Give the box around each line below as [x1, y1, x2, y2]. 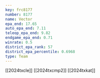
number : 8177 [5, 12, 33, 17]
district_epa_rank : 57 [5, 44, 53, 49]
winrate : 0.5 [5, 40, 33, 45]
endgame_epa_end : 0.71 [5, 35, 53, 40]
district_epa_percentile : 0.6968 [5, 49, 75, 54]
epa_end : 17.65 [5, 21, 37, 26]
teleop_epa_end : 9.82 [5, 30, 51, 35]
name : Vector [5, 16, 33, 21]
